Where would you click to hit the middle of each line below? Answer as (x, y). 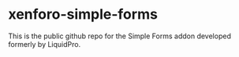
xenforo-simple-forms (83, 14)
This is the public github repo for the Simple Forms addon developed (119, 36)
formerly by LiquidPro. (45, 44)
